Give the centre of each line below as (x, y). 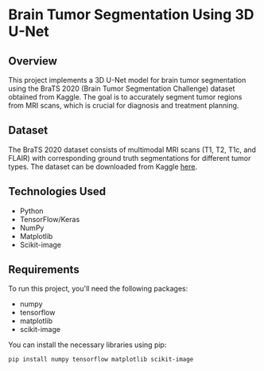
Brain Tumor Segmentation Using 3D (131, 15)
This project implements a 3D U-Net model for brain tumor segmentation (127, 80)
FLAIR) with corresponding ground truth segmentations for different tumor (130, 158)
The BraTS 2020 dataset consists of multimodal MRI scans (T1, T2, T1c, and (132, 150)
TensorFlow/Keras (50, 219)
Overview (33, 61)
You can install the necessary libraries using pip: (87, 345)
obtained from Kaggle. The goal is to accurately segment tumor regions (125, 97)
